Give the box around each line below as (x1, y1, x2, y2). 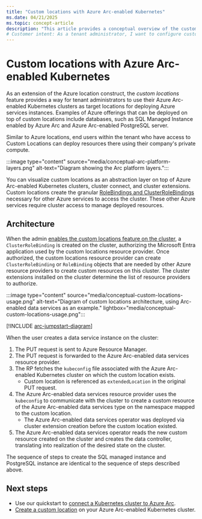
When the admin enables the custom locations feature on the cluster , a (6, 235, 182, 242)
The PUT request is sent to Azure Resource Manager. (14, 346, 147, 353)
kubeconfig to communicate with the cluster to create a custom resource (14, 397, 195, 404)
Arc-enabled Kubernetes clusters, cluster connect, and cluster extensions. (6, 182, 191, 190)
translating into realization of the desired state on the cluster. (14, 441, 166, 449)
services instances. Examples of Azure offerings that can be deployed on (6, 109, 188, 116)
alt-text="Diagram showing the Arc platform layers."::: (35, 164, 170, 172)
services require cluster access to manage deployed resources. (6, 202, 164, 209)
